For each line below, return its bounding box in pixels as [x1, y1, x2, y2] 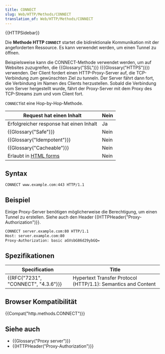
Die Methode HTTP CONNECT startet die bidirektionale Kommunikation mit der [5, 39, 159, 45]
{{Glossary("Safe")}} [7, 129, 55, 136]
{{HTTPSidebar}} [5, 30, 40, 36]
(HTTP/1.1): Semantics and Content [73, 281, 156, 287]
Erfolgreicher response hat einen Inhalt [7, 120, 97, 127]
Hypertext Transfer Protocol [73, 275, 137, 282]
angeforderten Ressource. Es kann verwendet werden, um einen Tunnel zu [5, 45, 156, 51]
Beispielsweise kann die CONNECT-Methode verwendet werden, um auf [5, 60, 152, 66]
